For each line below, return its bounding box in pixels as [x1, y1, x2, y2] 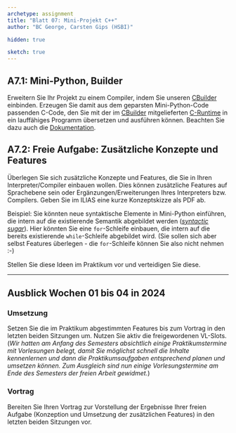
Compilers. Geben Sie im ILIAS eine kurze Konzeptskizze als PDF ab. [7, 195, 206, 204]
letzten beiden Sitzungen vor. [7, 418, 93, 426]
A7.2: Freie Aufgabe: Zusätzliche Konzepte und [7, 143, 218, 155]
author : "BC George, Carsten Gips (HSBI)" [7, 23, 133, 30]
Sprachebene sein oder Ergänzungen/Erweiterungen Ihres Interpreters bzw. [7, 188, 227, 197]
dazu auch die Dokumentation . [7, 123, 96, 131]
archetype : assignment [7, 10, 74, 18]
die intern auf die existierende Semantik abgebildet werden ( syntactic [7, 216, 209, 225]
